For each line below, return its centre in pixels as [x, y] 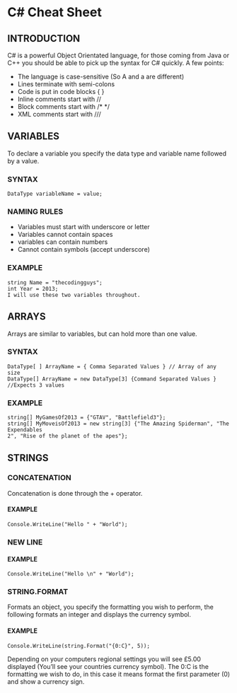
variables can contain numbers [63, 242]
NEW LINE [25, 542]
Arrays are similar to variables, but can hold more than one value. [102, 334]
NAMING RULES [35, 211]
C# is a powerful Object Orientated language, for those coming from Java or [118, 55]
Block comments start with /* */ [64, 106]
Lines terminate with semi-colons [66, 84]
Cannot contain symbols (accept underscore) [84, 250]
